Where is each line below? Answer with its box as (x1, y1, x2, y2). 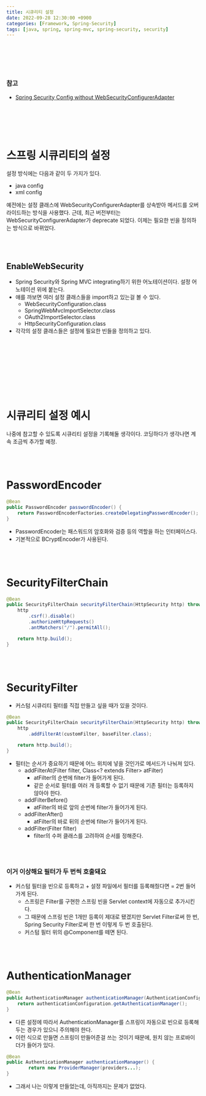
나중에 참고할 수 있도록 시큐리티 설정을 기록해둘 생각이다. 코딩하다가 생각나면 (6, 430, 190, 438)
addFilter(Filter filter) (24, 824, 77, 832)
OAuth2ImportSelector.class (24, 313, 96, 321)
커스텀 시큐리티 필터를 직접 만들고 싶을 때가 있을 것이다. (15, 701, 148, 709)
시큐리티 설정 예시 (6, 409, 91, 423)
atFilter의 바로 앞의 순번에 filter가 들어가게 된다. (33, 803, 148, 811)
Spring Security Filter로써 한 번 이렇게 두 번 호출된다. (24, 921, 153, 928)
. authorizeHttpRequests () (28, 619, 95, 625)
